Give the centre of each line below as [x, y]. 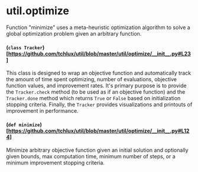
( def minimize [23, 124]
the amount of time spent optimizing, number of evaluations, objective [92, 79]
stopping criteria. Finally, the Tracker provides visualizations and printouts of [99, 104]
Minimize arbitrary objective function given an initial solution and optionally [97, 150]
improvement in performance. [42, 111]
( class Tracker [25, 47]
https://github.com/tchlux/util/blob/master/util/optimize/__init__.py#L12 [99, 130]
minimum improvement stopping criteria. [56, 163]
